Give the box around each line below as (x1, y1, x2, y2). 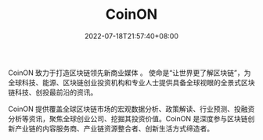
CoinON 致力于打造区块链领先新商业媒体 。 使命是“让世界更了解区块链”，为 (8, 68, 251, 77)
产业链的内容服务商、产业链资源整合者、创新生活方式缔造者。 (14, 124, 214, 133)
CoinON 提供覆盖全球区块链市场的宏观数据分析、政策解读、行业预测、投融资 (8, 104, 255, 113)
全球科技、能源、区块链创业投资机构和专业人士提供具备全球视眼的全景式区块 (8, 77, 255, 87)
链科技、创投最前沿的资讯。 (8, 88, 98, 97)
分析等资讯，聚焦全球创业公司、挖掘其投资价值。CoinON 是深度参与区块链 (8, 113, 248, 123)
